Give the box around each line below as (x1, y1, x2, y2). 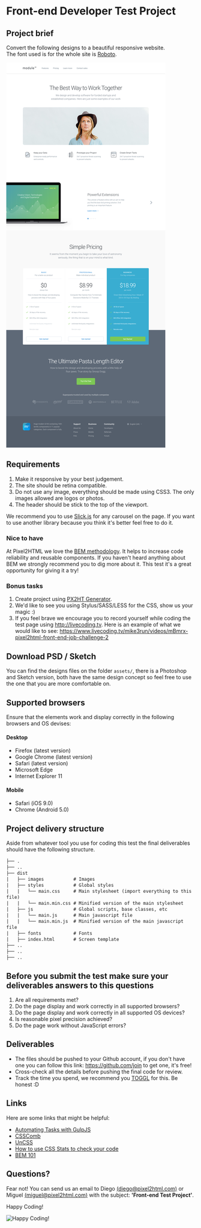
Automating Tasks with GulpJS (14, 1126, 91, 1133)
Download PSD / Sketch (6, 651, 97, 661)
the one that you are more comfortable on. (6, 680, 111, 687)
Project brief (6, 28, 54, 39)
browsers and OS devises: (6, 720, 71, 727)
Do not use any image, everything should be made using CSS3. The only (14, 488, 194, 495)
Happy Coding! (6, 1203, 44, 1210)
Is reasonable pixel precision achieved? (14, 1016, 113, 1023)
